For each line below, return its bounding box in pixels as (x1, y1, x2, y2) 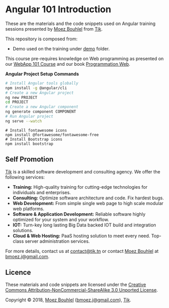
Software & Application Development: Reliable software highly (12, 211, 146, 217)
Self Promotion (5, 155, 54, 164)
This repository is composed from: (5, 36, 78, 42)
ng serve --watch (5, 118, 42, 123)
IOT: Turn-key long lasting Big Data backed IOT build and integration (12, 222, 156, 228)
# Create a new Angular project (5, 90, 74, 95)
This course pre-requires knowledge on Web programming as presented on (5, 55, 164, 62)
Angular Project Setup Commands (5, 70, 79, 77)
